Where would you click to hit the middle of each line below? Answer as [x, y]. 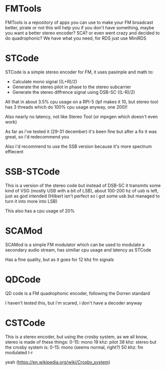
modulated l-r [19, 352]
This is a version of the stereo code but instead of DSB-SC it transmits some [83, 185]
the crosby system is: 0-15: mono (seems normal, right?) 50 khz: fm [74, 347]
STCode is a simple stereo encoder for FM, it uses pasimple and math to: [80, 72]
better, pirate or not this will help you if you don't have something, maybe [80, 27]
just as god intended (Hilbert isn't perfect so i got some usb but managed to [83, 196]
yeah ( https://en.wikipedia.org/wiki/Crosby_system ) [58, 362]
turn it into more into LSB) [31, 201]
